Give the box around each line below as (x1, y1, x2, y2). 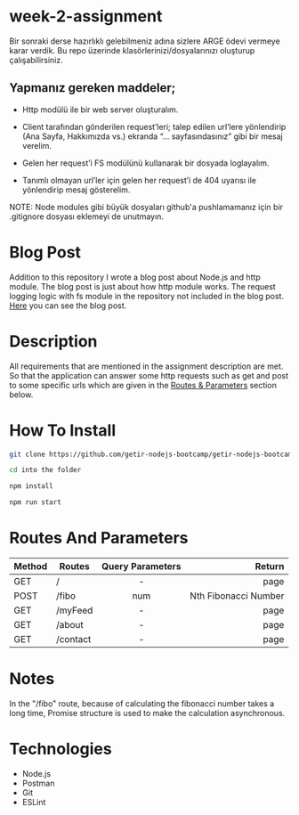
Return (255, 560, 285, 572)
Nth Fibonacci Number (190, 590, 285, 602)
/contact (56, 633, 92, 645)
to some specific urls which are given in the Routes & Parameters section (9, 379, 278, 390)
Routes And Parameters (9, 528, 189, 549)
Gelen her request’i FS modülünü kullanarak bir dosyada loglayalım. (21, 158, 270, 168)
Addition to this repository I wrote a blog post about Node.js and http (9, 272, 261, 282)
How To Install (9, 420, 117, 440)
